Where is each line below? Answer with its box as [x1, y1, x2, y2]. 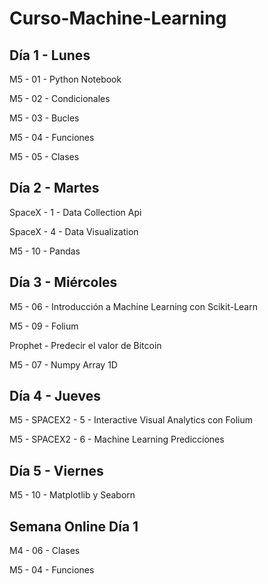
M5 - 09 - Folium [9, 320, 79, 332]
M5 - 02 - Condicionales [9, 93, 111, 104]
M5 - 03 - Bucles [9, 112, 80, 124]
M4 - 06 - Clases [9, 545, 81, 557]
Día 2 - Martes [9, 180, 100, 197]
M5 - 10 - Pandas [9, 245, 81, 257]
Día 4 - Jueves [9, 388, 101, 405]
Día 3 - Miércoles [9, 274, 118, 291]
